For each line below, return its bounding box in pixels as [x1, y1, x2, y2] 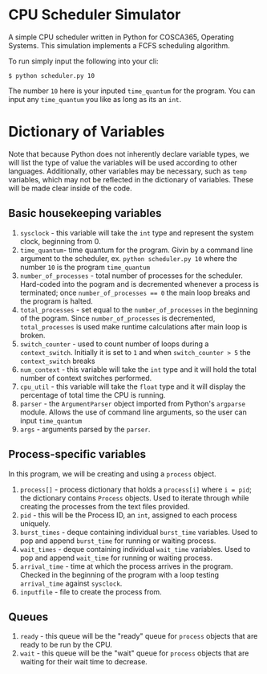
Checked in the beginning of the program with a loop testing [19, 570, 219, 579]
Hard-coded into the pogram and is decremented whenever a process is [19, 279, 259, 288]
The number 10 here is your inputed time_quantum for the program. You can [8, 86, 256, 96]
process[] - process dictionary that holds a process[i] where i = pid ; [19, 484, 253, 494]
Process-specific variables [8, 447, 147, 461]
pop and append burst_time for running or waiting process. [19, 536, 216, 545]
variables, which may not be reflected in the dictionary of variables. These [8, 174, 254, 184]
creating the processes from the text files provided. [19, 501, 190, 511]
